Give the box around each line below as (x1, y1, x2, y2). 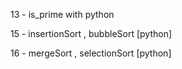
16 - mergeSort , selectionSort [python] (10, 47, 172, 59)
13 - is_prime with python (10, 9, 115, 20)
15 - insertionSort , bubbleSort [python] (10, 28, 173, 39)
